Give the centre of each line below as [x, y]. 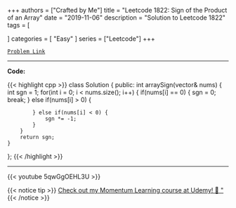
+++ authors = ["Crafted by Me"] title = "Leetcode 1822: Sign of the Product [117, 10]
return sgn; [37, 137]
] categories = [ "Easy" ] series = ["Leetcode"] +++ [81, 39]
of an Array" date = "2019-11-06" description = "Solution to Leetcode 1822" [117, 18]
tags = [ [19, 25]
